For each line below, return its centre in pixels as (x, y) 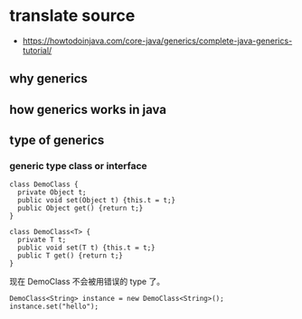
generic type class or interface (78, 166)
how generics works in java (88, 109)
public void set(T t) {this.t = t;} (86, 248)
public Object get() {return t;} (80, 209)
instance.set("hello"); (54, 307)
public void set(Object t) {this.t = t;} (97, 201)
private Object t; (52, 192)
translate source (72, 16)
